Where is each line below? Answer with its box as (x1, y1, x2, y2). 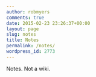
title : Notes (6, 37, 39, 43)
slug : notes (6, 32, 36, 38)
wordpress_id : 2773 (6, 49, 56, 55)
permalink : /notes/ (6, 43, 56, 49)
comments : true (6, 15, 45, 21)
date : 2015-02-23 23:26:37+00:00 (6, 20, 91, 26)
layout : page (6, 25, 39, 32)
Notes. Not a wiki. (6, 65, 51, 72)
